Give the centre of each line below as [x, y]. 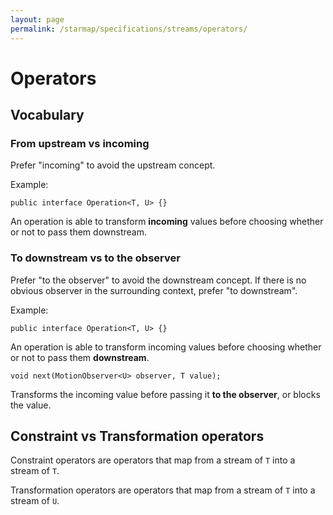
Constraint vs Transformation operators [137, 436]
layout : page [37, 19]
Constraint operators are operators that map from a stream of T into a [153, 460]
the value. [31, 405]
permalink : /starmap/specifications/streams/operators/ [129, 29]
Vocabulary [47, 115]
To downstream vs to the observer [95, 258]
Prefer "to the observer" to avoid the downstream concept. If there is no [158, 280]
